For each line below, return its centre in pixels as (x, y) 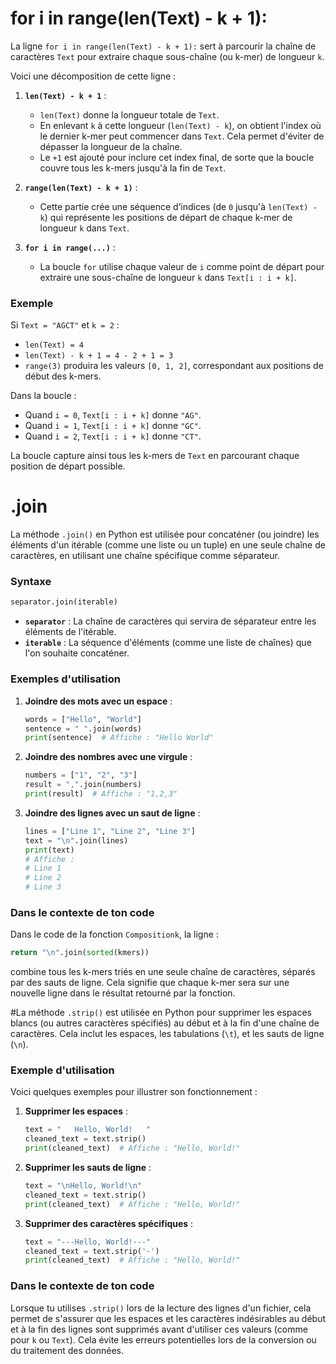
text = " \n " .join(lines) (76, 840)
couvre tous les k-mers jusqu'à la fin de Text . (133, 168)
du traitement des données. (67, 1350)
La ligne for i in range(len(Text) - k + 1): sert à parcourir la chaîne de (163, 46)
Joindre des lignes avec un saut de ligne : (112, 813)
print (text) (49, 850)
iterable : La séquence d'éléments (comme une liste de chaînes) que (168, 643)
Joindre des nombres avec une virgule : (108, 757)
